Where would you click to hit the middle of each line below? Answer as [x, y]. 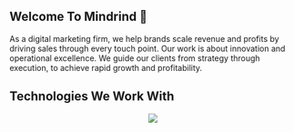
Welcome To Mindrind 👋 [79, 17]
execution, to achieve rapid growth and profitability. [106, 67]
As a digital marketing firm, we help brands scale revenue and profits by [144, 38]
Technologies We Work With [92, 96]
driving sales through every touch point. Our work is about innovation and [147, 48]
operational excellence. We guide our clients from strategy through [135, 58]
